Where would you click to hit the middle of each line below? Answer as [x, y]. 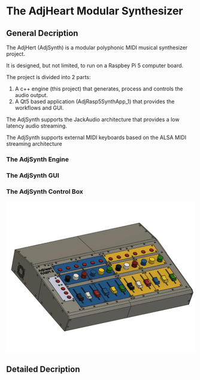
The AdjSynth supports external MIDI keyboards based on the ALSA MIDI [96, 137]
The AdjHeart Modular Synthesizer [95, 11]
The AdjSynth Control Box [45, 191]
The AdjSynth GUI [33, 175]
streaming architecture [34, 144]
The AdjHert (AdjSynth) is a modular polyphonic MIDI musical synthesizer [97, 47]
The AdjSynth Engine [37, 159]
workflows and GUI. [39, 108]
